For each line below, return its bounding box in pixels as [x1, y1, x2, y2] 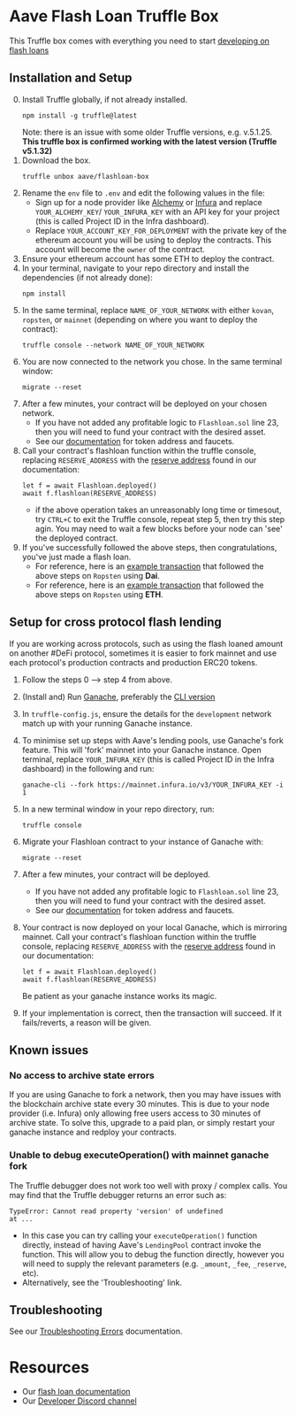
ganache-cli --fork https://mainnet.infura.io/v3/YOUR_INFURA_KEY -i [21, 781, 285, 789]
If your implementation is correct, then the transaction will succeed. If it [21, 1007, 283, 1019]
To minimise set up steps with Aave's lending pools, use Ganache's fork [21, 734, 285, 745]
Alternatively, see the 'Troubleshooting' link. [21, 1277, 183, 1288]
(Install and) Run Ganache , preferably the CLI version [21, 691, 216, 702]
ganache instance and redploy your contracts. [9, 1127, 177, 1138]
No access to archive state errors [9, 1069, 155, 1081]
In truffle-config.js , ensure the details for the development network [21, 708, 272, 719]
